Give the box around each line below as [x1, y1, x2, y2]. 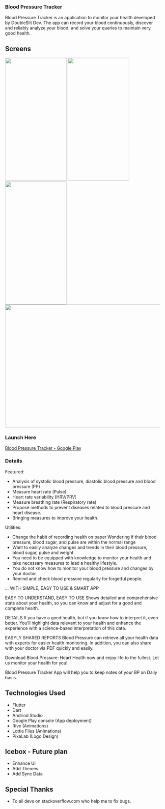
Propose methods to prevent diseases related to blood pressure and [12, 504, 150, 510]
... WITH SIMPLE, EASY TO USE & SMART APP [5, 585, 99, 591]
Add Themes [12, 766, 38, 772]
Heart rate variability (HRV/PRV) [12, 494, 77, 500]
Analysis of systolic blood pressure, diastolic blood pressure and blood [12, 478, 156, 484]
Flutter [12, 702, 26, 708]
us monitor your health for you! [5, 660, 68, 665]
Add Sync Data [12, 771, 43, 777]
